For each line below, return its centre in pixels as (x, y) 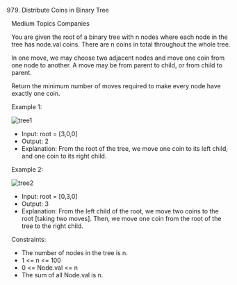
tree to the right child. (52, 226)
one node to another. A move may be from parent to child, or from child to (117, 65)
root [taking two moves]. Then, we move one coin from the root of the (121, 219)
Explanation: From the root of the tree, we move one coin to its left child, (125, 148)
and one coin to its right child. (64, 156)
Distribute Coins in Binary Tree (65, 10)
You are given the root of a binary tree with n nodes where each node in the (120, 37)
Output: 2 (35, 141)
